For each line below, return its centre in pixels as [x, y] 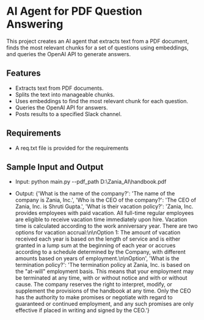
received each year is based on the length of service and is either [98, 239]
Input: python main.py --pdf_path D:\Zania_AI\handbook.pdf [91, 182]
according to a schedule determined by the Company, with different [100, 252]
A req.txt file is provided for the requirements [72, 148]
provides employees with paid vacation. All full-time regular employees [104, 213]
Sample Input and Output [55, 167]
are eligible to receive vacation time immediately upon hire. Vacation [101, 220]
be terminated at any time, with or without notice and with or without [101, 278]
